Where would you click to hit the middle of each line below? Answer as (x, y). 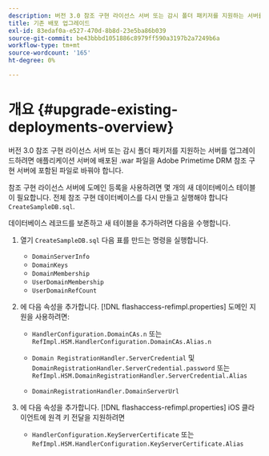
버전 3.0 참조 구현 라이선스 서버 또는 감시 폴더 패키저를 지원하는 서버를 (118, 150)
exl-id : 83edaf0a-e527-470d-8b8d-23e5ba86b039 (87, 30)
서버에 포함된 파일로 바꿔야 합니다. (70, 170)
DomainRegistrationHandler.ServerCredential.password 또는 (131, 367)
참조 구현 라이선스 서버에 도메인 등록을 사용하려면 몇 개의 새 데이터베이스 (121, 187)
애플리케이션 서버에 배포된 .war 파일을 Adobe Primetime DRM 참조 (141, 160)
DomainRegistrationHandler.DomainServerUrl (106, 391)
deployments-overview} (91, 127)
